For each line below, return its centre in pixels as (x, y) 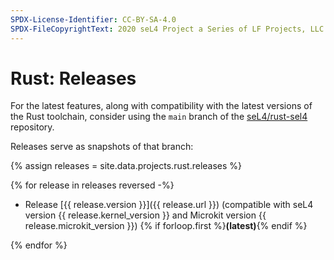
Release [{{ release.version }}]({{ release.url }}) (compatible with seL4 (169, 205)
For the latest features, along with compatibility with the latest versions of (161, 106)
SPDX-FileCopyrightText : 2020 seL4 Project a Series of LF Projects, (158, 29)
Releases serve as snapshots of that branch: (102, 147)
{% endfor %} (39, 245)
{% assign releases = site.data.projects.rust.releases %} (126, 166)
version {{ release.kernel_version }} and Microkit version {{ (145, 215)
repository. (32, 127)
